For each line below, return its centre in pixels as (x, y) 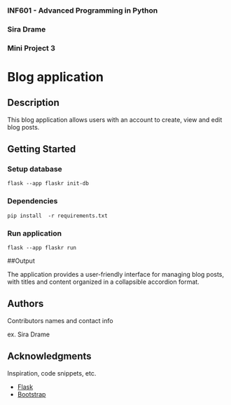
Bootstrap (31, 394)
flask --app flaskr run (42, 248)
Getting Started (42, 149)
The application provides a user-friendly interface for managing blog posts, (116, 275)
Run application (34, 233)
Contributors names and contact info (60, 320)
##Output (21, 261)
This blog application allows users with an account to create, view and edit (115, 119)
